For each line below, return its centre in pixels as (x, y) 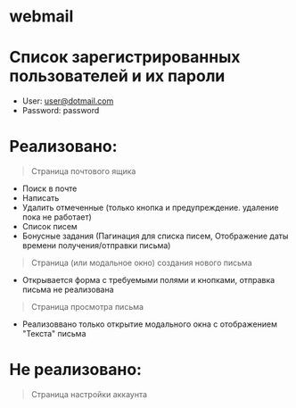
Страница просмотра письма (87, 307)
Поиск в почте (49, 188)
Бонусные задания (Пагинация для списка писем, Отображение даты (155, 236)
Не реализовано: (76, 370)
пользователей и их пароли (117, 76)
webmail (41, 17)
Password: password (61, 111)
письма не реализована (68, 290)
